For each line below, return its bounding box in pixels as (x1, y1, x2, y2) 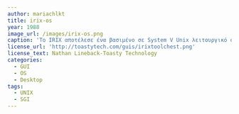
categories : (7, 57, 43, 64)
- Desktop (14, 76, 43, 84)
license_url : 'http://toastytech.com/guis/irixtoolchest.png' (7, 43, 196, 50)
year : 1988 (7, 23, 40, 30)
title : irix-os (7, 17, 53, 24)
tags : (7, 83, 23, 90)
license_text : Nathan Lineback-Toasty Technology (7, 50, 158, 57)
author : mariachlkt (7, 10, 65, 18)
